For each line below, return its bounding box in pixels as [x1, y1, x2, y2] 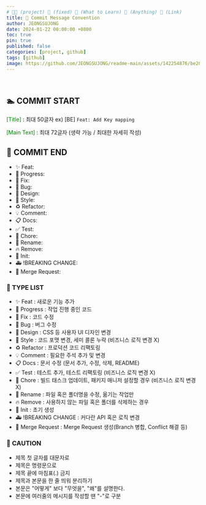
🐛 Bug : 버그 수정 [15, 321, 57, 328]
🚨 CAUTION [6, 439, 42, 448]
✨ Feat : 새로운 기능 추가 [15, 298, 75, 306]
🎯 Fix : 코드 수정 [15, 314, 54, 321]
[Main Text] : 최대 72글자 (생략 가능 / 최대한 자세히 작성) [6, 129, 142, 136]
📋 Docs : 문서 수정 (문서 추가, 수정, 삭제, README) [15, 360, 140, 367]
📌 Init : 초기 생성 [15, 406, 55, 414]
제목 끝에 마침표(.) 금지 [15, 469, 71, 476]
